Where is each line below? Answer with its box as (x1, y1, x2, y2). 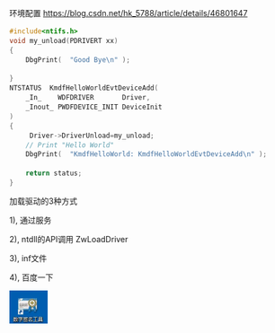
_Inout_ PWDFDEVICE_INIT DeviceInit (25, 102, 164, 111)
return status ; (25, 169, 83, 178)
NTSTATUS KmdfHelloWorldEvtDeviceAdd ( (9, 83, 159, 92)
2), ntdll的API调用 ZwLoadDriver (9, 233, 129, 244)
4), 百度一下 (9, 272, 54, 283)
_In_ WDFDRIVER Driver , (25, 93, 151, 102)
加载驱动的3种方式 (9, 196, 78, 206)
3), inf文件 (9, 252, 48, 263)
